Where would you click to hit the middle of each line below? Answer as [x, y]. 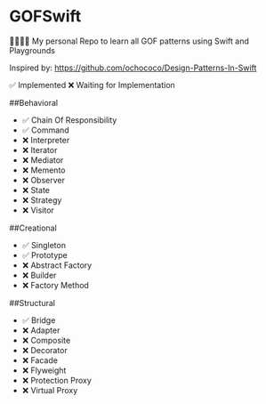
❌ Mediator [43, 160]
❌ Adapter [41, 330]
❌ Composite [46, 340]
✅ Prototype [45, 255]
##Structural [32, 303]
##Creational [33, 228]
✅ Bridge [39, 320]
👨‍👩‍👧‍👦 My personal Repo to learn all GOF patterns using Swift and [129, 41]
